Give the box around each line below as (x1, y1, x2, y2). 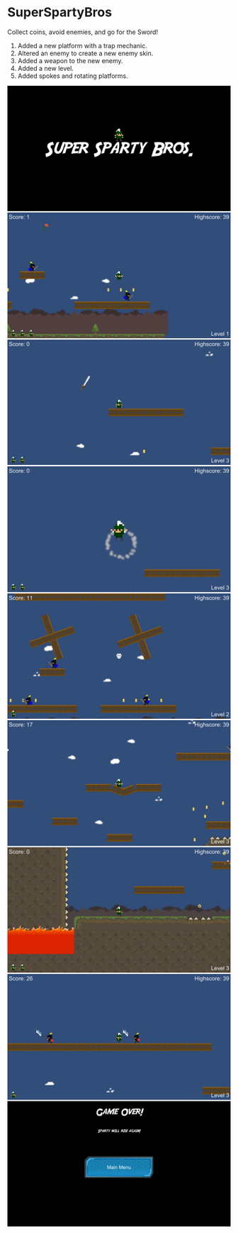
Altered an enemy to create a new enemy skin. (17, 49, 154, 57)
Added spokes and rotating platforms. (17, 72, 129, 80)
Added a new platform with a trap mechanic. (17, 41, 147, 50)
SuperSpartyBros (7, 4, 112, 21)
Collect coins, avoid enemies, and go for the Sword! (7, 28, 158, 36)
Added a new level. (17, 64, 74, 72)
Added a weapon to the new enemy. (17, 56, 123, 64)
